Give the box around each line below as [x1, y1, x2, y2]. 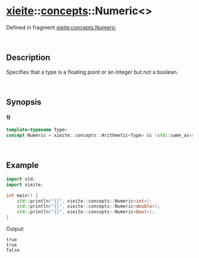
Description [6, 52, 50, 63]
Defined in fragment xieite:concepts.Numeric [6, 24, 117, 31]
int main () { [6, 192, 38, 199]
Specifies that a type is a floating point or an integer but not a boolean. [6, 68, 179, 75]
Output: [6, 225, 25, 232]
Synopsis [6, 97, 41, 108]
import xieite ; [6, 181, 44, 188]
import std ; [6, 176, 36, 182]
